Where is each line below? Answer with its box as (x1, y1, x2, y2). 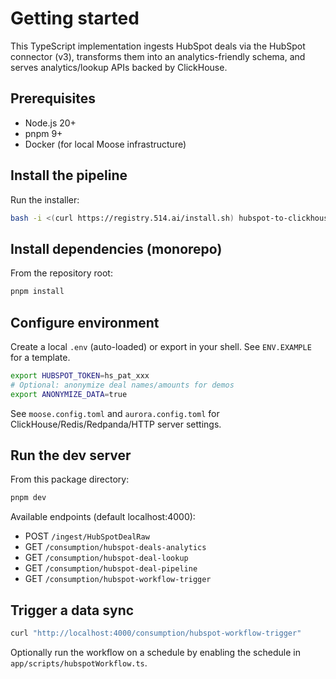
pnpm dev (10, 493, 47, 503)
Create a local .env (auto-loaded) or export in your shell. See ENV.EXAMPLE (10, 340, 312, 352)
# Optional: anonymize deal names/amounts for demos (10, 380, 235, 390)
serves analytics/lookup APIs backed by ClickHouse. (10, 61, 228, 73)
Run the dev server (10, 447, 132, 464)
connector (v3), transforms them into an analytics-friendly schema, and (10, 50, 306, 62)
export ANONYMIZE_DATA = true (10, 389, 128, 399)
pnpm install (10, 287, 65, 297)
